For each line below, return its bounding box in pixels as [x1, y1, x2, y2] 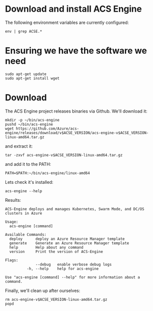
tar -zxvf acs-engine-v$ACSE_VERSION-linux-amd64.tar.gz [5, 153, 123, 157]
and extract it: [5, 143, 33, 149]
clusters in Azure [5, 211, 42, 215]
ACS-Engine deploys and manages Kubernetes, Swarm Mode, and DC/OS [5, 206, 145, 212]
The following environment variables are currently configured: [5, 19, 129, 25]
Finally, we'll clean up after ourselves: [5, 288, 80, 293]
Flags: [5, 257, 18, 263]
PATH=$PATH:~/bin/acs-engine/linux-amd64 [5, 171, 90, 175]
